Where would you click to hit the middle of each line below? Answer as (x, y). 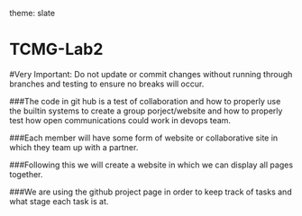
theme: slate (32, 13)
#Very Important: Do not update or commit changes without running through (151, 74)
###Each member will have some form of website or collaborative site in (144, 138)
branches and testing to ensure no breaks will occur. (107, 84)
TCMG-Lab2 (56, 49)
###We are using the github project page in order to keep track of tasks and (151, 192)
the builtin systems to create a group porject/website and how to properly (146, 111)
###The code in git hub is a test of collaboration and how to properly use (145, 101)
